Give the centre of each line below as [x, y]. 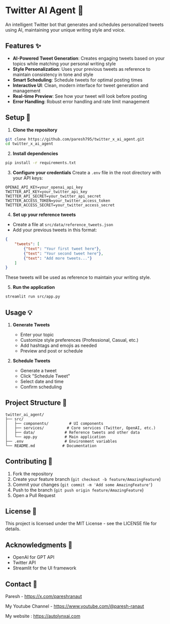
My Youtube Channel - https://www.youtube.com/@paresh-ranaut [75, 606]
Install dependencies [35, 154]
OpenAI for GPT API [33, 557]
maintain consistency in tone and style [53, 74]
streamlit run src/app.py [33, 297]
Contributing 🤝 [29, 461]
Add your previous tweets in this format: [55, 230]
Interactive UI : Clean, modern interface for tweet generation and [80, 85]
